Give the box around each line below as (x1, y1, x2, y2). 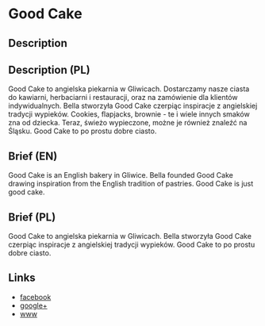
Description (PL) (8, 63, 90, 76)
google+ (19, 301, 48, 310)
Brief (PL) (8, 210, 56, 224)
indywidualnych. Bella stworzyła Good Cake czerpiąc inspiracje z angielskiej (8, 101, 258, 111)
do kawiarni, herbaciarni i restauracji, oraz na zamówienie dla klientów (8, 93, 238, 102)
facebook (19, 292, 52, 301)
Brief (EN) (8, 149, 58, 163)
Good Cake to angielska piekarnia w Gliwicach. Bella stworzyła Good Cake (8, 232, 252, 241)
